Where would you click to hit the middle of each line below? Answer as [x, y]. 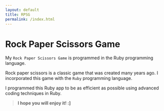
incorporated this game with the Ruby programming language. [69, 78]
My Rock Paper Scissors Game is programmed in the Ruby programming [79, 58]
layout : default [22, 10]
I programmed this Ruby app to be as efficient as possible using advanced [82, 88]
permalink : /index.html [30, 19]
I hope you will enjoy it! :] [44, 103]
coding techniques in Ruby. [33, 93]
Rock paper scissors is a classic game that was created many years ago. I [82, 73]
